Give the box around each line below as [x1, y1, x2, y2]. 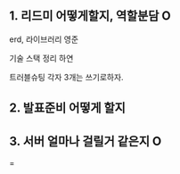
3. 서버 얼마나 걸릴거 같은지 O [9, 133, 162, 149]
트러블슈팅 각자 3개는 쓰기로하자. [9, 71, 124, 82]
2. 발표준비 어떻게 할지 [9, 101, 127, 116]
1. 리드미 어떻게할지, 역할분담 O [9, 8, 171, 24]
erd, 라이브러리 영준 [9, 34, 78, 45]
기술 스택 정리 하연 [9, 53, 74, 63]
